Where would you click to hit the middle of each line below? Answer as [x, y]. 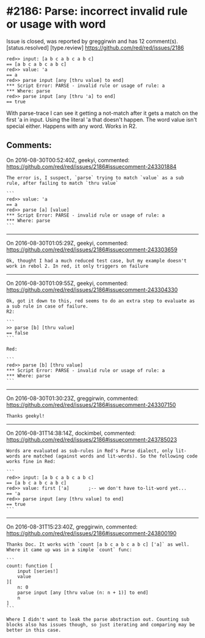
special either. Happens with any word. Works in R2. [72, 126]
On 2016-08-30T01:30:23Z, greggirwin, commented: [73, 398]
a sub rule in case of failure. [47, 306]
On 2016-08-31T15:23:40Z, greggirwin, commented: [72, 527]
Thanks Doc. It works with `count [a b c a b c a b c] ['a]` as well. [98, 544]
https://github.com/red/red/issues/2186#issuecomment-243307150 [91, 404]
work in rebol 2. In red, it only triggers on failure [77, 266]
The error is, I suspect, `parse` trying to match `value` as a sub [95, 178]
